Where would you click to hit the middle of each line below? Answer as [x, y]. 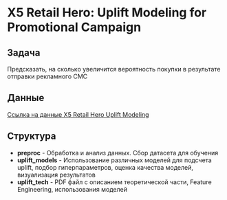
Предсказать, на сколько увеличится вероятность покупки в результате [114, 69]
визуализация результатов [56, 175]
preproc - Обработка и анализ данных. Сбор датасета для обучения [118, 153]
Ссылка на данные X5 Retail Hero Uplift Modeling [78, 114]
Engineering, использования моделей [72, 189]
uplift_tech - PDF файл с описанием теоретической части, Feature [114, 182]
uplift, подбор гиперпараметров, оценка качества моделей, [105, 167]
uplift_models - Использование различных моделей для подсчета [114, 160]
